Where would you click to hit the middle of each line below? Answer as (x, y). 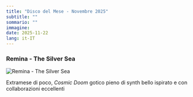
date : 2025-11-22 (27, 33)
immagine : (18, 28)
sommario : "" (22, 22)
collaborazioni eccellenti (35, 89)
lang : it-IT (20, 38)
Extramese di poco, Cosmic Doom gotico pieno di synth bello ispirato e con (97, 82)
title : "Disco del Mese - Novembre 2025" (57, 11)
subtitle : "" (22, 17)
